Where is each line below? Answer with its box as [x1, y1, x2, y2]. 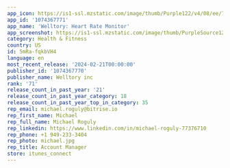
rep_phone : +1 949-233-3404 [7, 131, 88, 138]
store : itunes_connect [7, 150, 72, 158]
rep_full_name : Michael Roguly [7, 118, 97, 125]
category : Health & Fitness [7, 36, 88, 43]
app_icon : [7, 10, 36, 17]
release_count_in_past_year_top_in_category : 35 [7, 99, 149, 106]
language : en [7, 55, 44, 62]
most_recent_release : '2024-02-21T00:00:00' [7, 61, 136, 68]
